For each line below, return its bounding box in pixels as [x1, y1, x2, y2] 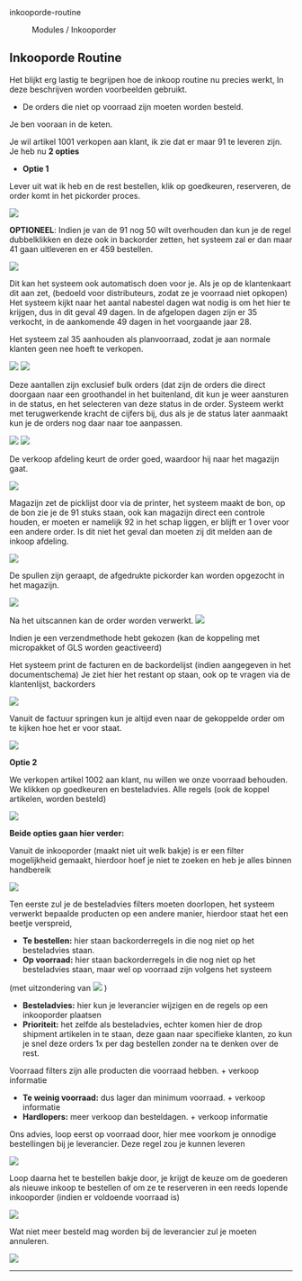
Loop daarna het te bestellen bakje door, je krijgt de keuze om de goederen [9, 1172, 289, 1183]
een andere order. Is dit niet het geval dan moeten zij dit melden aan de [9, 526, 273, 537]
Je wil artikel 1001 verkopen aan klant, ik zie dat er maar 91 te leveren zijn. [9, 136, 282, 147]
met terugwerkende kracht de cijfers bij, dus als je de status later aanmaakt [9, 408, 289, 419]
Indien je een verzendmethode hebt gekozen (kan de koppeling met [9, 632, 261, 643]
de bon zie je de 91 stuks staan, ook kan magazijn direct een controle [9, 507, 265, 518]
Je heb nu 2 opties [9, 146, 80, 157]
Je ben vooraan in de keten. [9, 119, 113, 130]
